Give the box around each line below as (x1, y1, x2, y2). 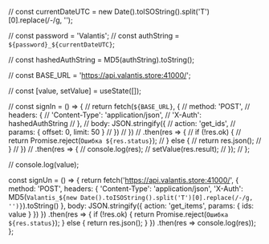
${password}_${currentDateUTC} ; (8, 39, 115, 49)
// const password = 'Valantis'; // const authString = (8, 31, 180, 40)
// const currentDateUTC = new (8, 7, 113, 16)
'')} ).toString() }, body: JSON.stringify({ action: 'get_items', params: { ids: (8, 201, 255, 210)
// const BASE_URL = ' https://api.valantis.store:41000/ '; (8, 71, 191, 79)
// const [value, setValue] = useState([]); (8, 86, 142, 96)
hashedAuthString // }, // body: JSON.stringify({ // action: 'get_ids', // (8, 119, 236, 128)
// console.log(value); (8, 160, 79, 169)
